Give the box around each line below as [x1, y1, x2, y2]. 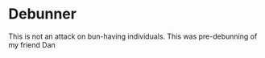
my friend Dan [8, 39, 56, 49]
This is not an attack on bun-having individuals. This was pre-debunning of [8, 31, 258, 41]
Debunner [8, 5, 77, 23]
